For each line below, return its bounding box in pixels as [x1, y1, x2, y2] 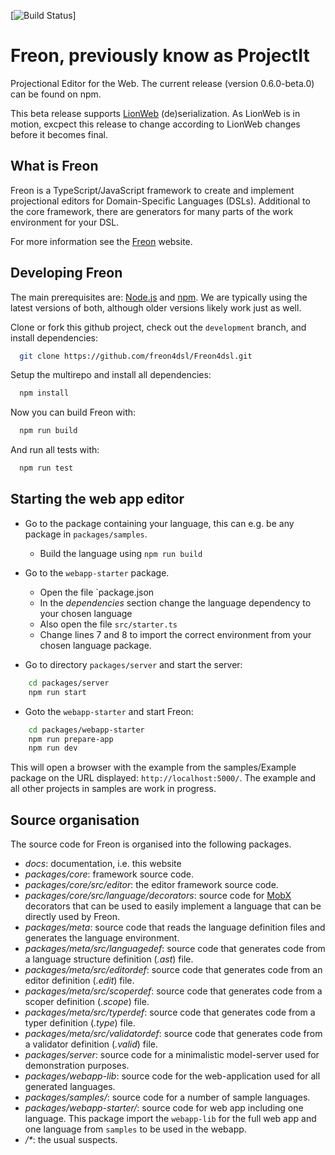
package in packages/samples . [24, 528, 148, 540]
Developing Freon [10, 265, 123, 282]
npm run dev [28, 743, 78, 754]
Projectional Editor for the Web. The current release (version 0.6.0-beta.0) [10, 77, 315, 89]
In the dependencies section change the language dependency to [39, 596, 312, 609]
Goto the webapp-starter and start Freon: [24, 705, 194, 717]
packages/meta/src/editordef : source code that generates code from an [24, 964, 323, 976]
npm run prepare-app [28, 734, 114, 744]
